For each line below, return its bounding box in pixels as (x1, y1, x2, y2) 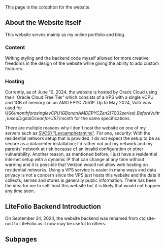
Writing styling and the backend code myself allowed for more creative (5, 55, 149, 61)
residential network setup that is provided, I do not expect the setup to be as (5, 135, 160, 141)
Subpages (5, 235, 37, 244)
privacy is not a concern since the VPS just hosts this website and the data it (5, 172, 161, 178)
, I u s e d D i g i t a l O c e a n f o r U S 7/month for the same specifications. (5, 116, 131, 122)
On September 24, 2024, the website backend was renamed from (5, 215, 138, 221)
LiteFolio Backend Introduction (5, 202, 101, 210)
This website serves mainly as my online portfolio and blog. (5, 32, 126, 38)
